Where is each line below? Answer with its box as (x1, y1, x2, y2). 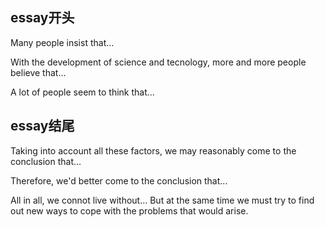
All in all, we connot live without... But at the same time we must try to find (10, 194, 315, 206)
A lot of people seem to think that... (10, 86, 155, 98)
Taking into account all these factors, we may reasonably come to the (10, 144, 297, 157)
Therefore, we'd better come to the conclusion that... (10, 174, 228, 187)
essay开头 (10, 9, 75, 27)
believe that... (10, 66, 67, 78)
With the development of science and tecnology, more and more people (10, 56, 307, 68)
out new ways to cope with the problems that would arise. (10, 204, 249, 217)
